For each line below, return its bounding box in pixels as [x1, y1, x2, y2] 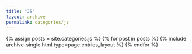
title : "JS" [6, 8, 35, 15]
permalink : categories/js [6, 19, 69, 25]
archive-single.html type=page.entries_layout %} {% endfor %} [6, 41, 159, 48]
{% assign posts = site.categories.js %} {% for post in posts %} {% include [6, 35, 187, 42]
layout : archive [6, 14, 46, 20]
